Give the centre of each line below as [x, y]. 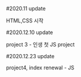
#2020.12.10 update [30, 32]
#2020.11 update [26, 9]
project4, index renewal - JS [40, 68]
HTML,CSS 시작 [25, 21]
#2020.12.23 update [30, 56]
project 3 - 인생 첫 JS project [41, 44]
